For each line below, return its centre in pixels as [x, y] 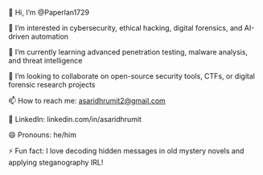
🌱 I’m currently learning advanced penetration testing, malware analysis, [128, 52]
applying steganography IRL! [56, 162]
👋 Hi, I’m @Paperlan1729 [49, 12]
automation [50, 37]
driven [19, 37]
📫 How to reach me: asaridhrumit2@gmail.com [87, 101]
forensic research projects [52, 85]
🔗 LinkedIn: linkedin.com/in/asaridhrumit [75, 119]
